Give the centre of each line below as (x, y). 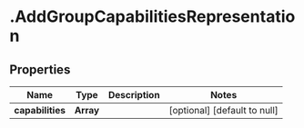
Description (134, 95)
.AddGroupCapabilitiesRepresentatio (152, 17)
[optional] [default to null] (224, 110)
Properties (40, 69)
